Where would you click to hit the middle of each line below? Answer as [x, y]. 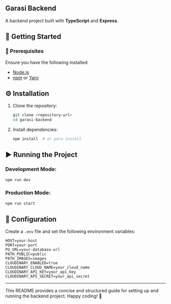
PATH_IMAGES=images [26, 259]
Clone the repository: [35, 106]
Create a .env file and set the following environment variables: [70, 232]
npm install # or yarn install [47, 139]
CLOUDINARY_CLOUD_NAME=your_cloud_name [48, 268]
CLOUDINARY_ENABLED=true [32, 263]
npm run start [20, 203]
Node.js [21, 72]
